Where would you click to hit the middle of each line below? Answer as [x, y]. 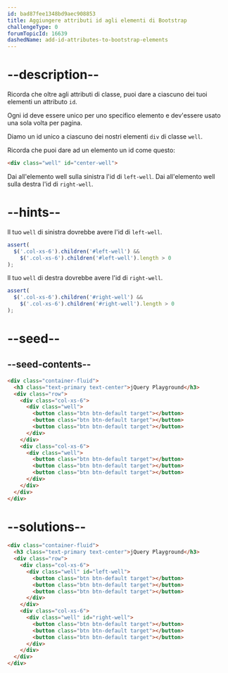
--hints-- [34, 213]
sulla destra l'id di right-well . [50, 184]
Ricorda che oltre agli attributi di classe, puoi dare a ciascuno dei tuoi [107, 94]
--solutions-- [47, 527]
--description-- [53, 75]
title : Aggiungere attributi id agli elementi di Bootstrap [97, 20]
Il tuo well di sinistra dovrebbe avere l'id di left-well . [85, 232]
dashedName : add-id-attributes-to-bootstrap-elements [88, 40]
